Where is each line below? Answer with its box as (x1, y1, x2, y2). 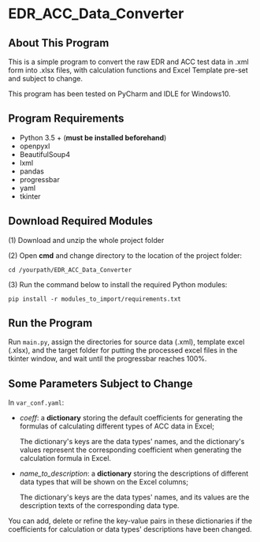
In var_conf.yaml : (8, 398, 65, 407)
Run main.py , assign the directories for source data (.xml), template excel (8, 337, 245, 347)
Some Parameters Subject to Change (8, 376, 193, 391)
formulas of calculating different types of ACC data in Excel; (19, 421, 215, 431)
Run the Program (8, 316, 93, 330)
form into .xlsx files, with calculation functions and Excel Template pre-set (8, 65, 248, 75)
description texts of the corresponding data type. (19, 501, 180, 510)
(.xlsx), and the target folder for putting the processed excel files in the (8, 346, 238, 355)
